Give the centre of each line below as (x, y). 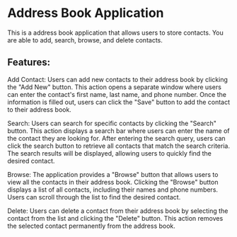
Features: (29, 63)
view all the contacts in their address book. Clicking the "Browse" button (113, 182)
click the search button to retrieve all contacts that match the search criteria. (118, 146)
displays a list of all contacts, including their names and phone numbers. (112, 190)
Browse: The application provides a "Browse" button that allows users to (113, 174)
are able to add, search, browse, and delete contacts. (85, 40)
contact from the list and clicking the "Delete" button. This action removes (115, 218)
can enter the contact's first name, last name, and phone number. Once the (117, 94)
